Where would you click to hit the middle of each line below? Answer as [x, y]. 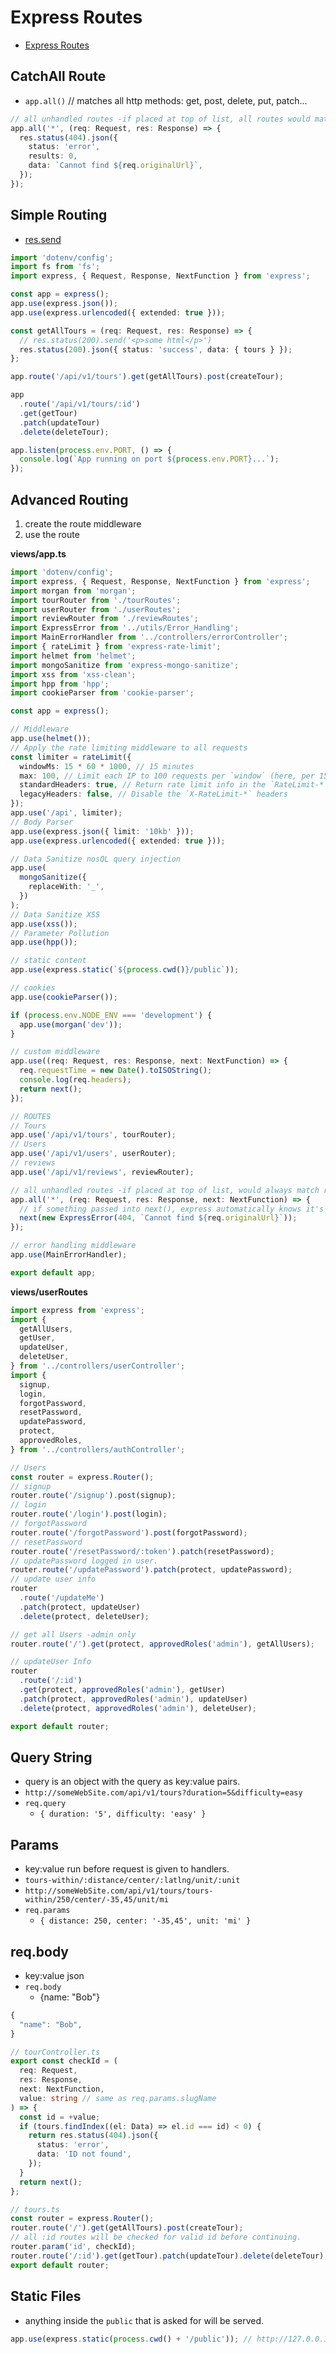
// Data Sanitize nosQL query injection [96, 859]
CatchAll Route [58, 76]
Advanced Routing [69, 499]
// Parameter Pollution [60, 933]
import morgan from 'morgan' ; [73, 591]
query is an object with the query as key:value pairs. [132, 1782]
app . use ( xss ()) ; [44, 924]
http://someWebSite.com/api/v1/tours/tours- [119, 1891]
